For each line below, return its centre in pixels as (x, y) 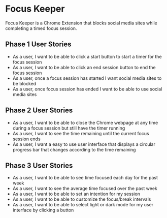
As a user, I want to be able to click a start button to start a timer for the (87, 56)
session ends (26, 139)
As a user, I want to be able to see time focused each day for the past (85, 178)
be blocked (24, 83)
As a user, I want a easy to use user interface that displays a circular (84, 144)
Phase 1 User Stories (39, 44)
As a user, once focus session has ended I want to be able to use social (87, 89)
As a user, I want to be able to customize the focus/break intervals (82, 199)
